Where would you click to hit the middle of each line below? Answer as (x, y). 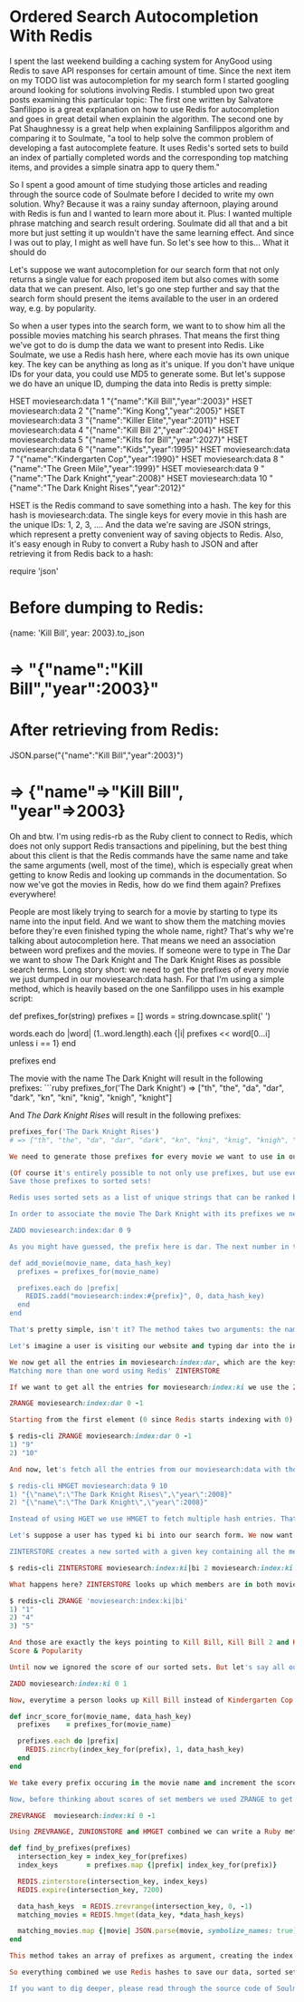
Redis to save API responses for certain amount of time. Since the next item (150, 71)
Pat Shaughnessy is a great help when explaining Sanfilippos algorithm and (150, 128)
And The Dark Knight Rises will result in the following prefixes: (125, 1115)
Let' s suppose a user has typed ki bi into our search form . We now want (152, 1536)
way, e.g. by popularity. (53, 308)
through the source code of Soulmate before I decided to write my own (142, 194)
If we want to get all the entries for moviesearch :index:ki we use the (149, 1387)
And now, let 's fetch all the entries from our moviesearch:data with (145, 1469)
